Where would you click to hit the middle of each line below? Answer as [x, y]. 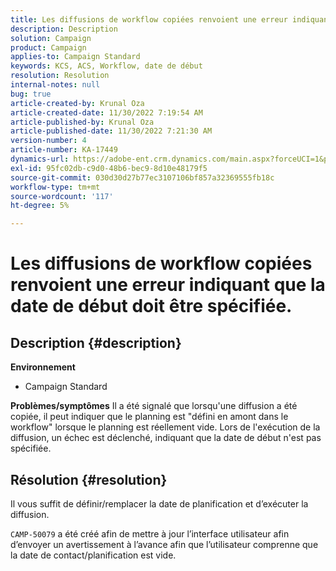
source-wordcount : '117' [62, 196]
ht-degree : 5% [40, 206]
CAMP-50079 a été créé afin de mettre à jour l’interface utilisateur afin [150, 533]
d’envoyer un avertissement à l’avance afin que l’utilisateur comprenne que [164, 544]
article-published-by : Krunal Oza [82, 122]
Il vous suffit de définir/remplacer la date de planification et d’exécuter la [159, 503]
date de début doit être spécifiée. [151, 306]
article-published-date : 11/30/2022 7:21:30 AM [111, 131]
